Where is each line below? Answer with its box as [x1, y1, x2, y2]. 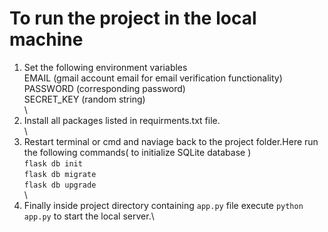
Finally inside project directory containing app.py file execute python [23, 199, 304, 211]
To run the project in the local [9, 7, 257, 30]
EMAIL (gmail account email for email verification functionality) [23, 72, 283, 84]
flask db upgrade [23, 180, 97, 190]
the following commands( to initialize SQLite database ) [23, 146, 252, 158]
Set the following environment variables [23, 61, 188, 73]
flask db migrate [23, 169, 97, 179]
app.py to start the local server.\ [23, 210, 155, 222]
